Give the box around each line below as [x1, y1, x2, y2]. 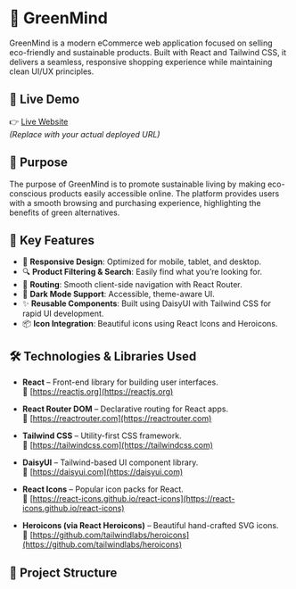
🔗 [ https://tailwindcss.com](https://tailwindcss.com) [21, 440, 214, 451]
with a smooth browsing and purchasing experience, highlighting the [9, 197, 261, 208]
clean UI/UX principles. [9, 66, 95, 77]
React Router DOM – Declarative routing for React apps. [21, 403, 229, 414]
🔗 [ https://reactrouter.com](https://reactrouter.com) [21, 413, 212, 424]
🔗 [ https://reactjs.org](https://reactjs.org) [21, 386, 174, 397]
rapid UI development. [21, 308, 104, 319]
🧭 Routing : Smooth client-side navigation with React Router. [21, 279, 243, 290]
